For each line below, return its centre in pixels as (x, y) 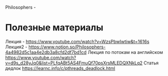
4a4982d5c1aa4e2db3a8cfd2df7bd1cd (46, 52)
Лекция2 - (16, 47)
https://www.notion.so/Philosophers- (67, 47)
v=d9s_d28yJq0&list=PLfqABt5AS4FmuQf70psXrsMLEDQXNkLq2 (74, 63)
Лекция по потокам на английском (125, 52)
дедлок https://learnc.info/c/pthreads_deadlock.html (60, 68)
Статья (151, 63)
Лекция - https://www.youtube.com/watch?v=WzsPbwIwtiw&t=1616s (77, 41)
